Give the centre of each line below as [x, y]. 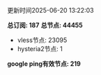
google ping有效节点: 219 [44, 64]
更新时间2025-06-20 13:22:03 [50, 10]
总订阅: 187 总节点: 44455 [45, 25]
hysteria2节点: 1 [40, 49]
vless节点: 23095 [42, 40]
